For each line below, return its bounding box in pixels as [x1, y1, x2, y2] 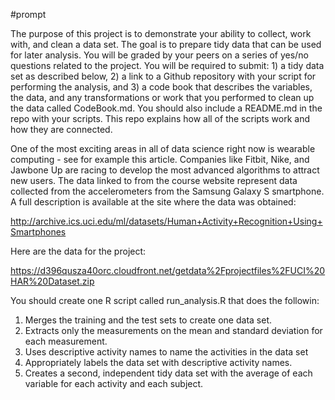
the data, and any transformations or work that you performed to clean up [10, 92, 315, 103]
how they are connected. [10, 124, 113, 135]
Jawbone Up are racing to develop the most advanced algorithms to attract [10, 164, 320, 176]
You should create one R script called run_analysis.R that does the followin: [10, 295, 320, 306]
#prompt [10, 9, 47, 20]
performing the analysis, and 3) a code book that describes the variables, [10, 81, 313, 93]
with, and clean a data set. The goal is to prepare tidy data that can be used [10, 39, 322, 50]
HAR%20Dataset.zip [10, 275, 95, 287]
